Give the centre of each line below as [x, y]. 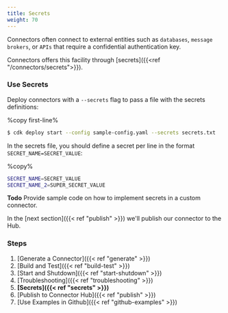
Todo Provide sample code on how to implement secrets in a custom [104, 198]
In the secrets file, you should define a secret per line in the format [101, 146]
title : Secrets [29, 13]
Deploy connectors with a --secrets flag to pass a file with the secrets [106, 99]
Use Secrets [28, 85]
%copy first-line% [33, 120]
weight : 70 [23, 20]
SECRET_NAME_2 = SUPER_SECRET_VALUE [56, 185]
